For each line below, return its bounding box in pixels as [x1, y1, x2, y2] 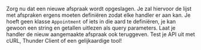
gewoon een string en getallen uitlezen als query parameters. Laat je [6, 24, 176, 31]
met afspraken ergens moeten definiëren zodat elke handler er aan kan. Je [6, 11, 191, 19]
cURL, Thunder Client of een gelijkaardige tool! [6, 37, 122, 44]
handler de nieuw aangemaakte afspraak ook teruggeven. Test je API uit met [6, 31, 195, 38]
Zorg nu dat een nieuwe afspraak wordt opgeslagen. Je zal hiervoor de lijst [6, 5, 192, 12]
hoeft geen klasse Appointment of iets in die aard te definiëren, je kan [6, 18, 176, 25]
